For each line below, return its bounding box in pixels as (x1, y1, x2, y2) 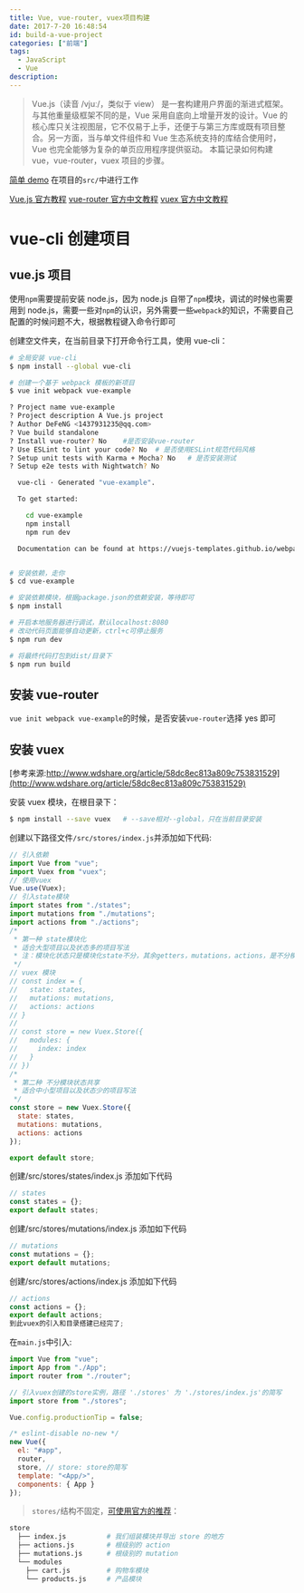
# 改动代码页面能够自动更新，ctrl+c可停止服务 (9, 627, 164, 636)
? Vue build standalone (9, 428, 100, 437)
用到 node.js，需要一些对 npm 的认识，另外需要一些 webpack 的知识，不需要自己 (9, 305, 294, 316)
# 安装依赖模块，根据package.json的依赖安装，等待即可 (9, 593, 195, 603)
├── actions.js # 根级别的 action (17, 1540, 170, 1550)
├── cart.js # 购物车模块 (25, 1566, 149, 1575)
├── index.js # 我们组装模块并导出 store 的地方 (17, 1532, 224, 1541)
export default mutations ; (9, 1258, 111, 1268)
